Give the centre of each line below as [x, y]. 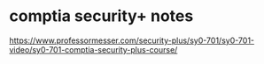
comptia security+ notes [101, 16]
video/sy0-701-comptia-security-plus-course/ [93, 49]
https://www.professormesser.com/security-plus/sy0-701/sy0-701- [132, 40]
